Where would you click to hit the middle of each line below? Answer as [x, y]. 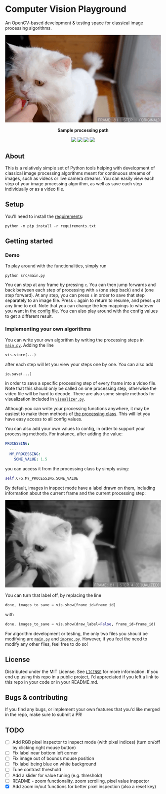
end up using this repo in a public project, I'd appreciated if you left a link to [82, 677]
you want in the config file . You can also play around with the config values [82, 311]
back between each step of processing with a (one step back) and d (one [80, 290]
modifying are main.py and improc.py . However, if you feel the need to [76, 639]
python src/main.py [25, 276]
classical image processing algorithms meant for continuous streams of [78, 173]
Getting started [29, 241]
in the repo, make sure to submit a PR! [44, 714]
